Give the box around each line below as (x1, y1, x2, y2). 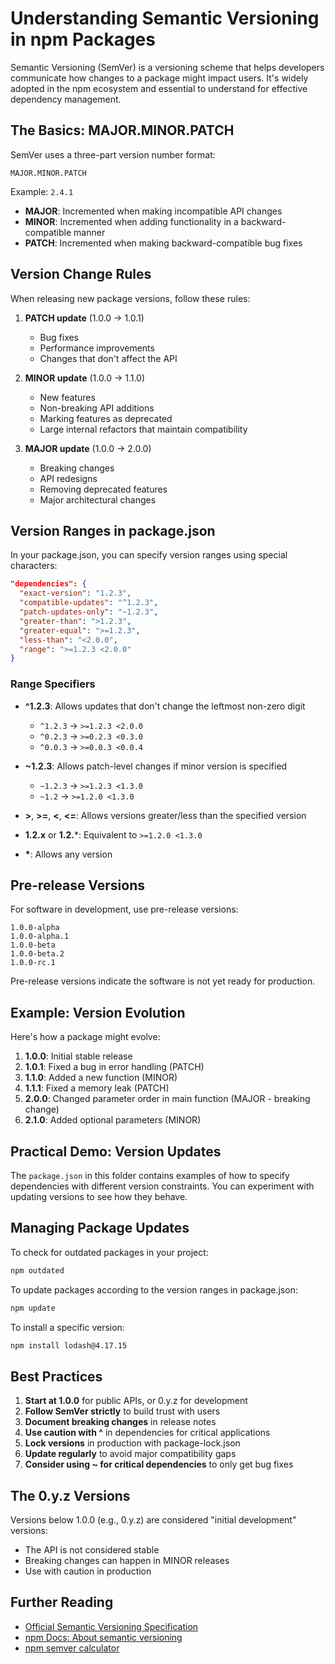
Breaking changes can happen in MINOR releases (24, 1555, 230, 1567)
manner (73, 226, 106, 238)
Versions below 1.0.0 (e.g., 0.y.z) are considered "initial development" (10, 1514, 297, 1526)
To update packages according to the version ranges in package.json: (10, 1283, 298, 1296)
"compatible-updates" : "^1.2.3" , (19, 598, 159, 608)
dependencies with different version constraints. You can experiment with (10, 1180, 315, 1192)
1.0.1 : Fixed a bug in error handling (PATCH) (24, 1061, 205, 1073)
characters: (10, 560, 58, 572)
